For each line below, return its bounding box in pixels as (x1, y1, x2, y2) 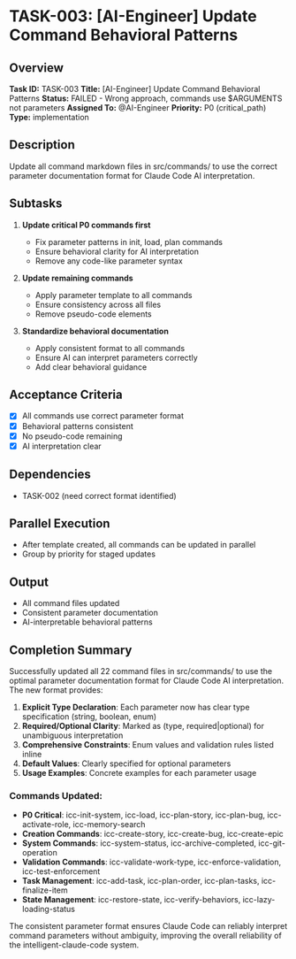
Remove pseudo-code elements (34, 308, 152, 319)
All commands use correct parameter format (21, 410, 184, 421)
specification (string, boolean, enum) (21, 710, 157, 722)
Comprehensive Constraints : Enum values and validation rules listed (21, 739, 274, 749)
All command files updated (21, 598, 120, 609)
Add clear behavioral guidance (34, 361, 148, 372)
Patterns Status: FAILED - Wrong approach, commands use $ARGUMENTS (9, 93, 283, 104)
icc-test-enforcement (21, 866, 101, 877)
